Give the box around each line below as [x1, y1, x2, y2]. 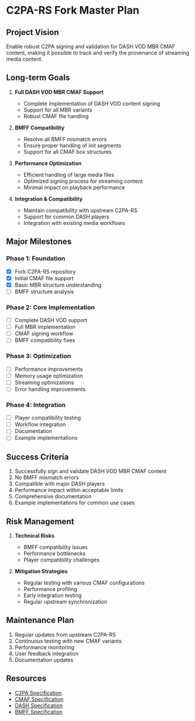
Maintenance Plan [6, 615, 74, 625]
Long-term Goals [6, 72, 70, 83]
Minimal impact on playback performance [23, 183, 125, 190]
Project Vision [6, 27, 59, 37]
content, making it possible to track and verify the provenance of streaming [6, 49, 190, 56]
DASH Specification [14, 701, 63, 709]
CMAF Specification [14, 695, 64, 703]
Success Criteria [6, 452, 69, 462]
